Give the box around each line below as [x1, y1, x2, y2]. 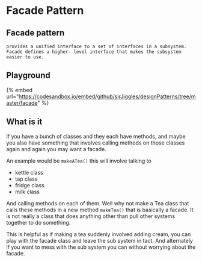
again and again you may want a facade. [6, 145, 106, 152]
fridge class [14, 181, 45, 189]
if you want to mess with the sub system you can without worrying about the [6, 243, 196, 251]
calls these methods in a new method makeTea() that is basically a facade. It [6, 206, 194, 213]
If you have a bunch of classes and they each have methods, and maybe [6, 133, 186, 140]
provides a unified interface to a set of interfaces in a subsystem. [6, 43, 187, 49]
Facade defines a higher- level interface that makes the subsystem [6, 49, 182, 55]
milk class [14, 188, 40, 195]
